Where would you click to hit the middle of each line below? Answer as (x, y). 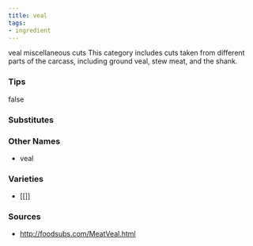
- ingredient (30, 30)
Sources (25, 217)
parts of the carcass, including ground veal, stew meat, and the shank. (123, 61)
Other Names (34, 141)
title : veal (28, 15)
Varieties (26, 179)
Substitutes (31, 120)
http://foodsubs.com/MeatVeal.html (77, 234)
